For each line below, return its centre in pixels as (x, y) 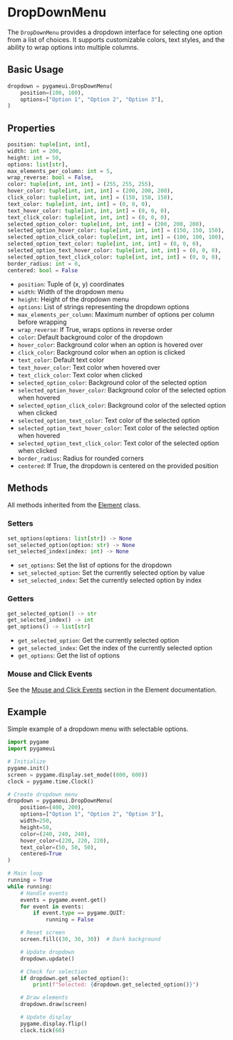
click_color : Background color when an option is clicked (101, 352)
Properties (31, 128)
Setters (20, 524)
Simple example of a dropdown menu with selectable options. (98, 729)
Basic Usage (36, 69)
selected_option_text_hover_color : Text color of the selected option (118, 427)
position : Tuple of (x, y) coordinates (71, 284)
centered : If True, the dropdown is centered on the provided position (118, 466)
